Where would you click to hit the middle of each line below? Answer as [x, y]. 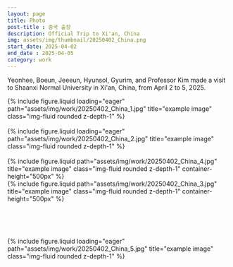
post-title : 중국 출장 [39, 27]
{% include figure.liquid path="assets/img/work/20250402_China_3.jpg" [112, 184]
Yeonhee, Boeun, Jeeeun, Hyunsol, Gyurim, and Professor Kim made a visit [116, 80]
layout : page [26, 14]
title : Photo [26, 20]
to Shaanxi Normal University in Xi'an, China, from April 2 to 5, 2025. [107, 87]
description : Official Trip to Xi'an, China [74, 34]
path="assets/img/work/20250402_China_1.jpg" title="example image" [110, 108]
